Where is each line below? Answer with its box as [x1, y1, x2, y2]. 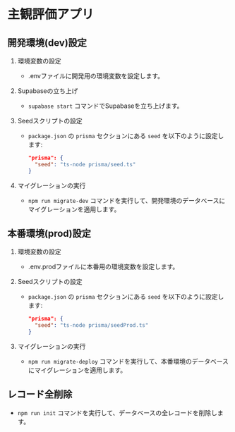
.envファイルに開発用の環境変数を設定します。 [28, 72, 164, 80]
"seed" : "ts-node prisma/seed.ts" [34, 161, 136, 168]
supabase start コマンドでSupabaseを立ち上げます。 [28, 101, 183, 110]
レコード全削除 [7, 388, 73, 400]
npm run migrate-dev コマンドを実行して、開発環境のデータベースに [28, 196, 226, 204]
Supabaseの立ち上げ [17, 87, 78, 95]
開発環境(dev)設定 [7, 37, 87, 49]
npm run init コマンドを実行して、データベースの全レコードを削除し [17, 408, 217, 416]
